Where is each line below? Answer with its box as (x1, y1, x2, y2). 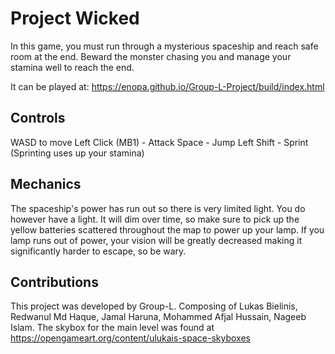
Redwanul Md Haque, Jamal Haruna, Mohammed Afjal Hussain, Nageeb (10, 311, 307, 323)
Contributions (10, 273, 99, 291)
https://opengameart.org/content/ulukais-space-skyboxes (10, 332, 251, 344)
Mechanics (10, 176, 82, 193)
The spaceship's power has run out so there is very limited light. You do (10, 202, 306, 214)
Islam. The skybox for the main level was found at (10, 322, 215, 334)
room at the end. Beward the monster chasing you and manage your (10, 50, 292, 62)
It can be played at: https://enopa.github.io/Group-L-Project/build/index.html (10, 80, 325, 92)
